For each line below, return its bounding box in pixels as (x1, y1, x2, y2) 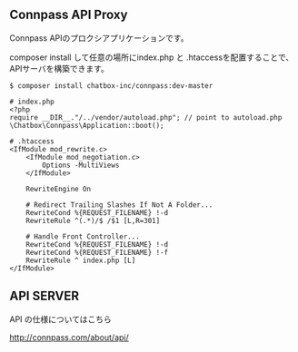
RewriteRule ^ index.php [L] (25, 256, 136, 265)
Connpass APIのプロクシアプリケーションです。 (9, 32, 189, 44)
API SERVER (9, 288, 80, 304)
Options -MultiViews (42, 161, 120, 170)
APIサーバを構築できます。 (9, 63, 109, 73)
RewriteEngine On (25, 184, 92, 193)
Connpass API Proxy (9, 7, 128, 23)
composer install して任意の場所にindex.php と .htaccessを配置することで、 (9, 52, 294, 63)
